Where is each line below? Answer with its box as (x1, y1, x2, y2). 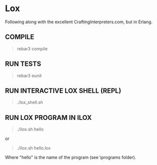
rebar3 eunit (17, 73, 42, 78)
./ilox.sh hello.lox (17, 145, 51, 151)
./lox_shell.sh (17, 100, 43, 105)
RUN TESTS (5, 60, 41, 68)
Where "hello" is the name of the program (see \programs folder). (5, 154, 137, 160)
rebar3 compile (17, 45, 48, 51)
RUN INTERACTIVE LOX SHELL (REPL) (5, 87, 122, 95)
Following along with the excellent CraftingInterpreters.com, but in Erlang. (5, 19, 153, 25)
